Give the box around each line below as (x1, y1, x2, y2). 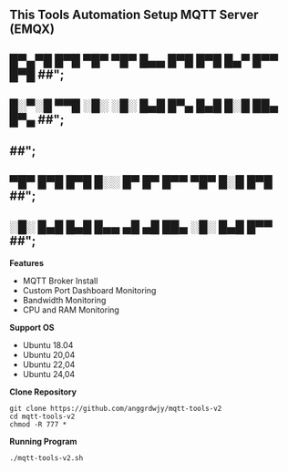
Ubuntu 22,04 (22, 359, 76, 370)
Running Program (9, 436, 77, 446)
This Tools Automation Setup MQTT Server (9, 7, 259, 23)
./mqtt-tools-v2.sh (9, 453, 84, 463)
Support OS (9, 322, 55, 333)
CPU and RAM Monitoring (22, 304, 120, 315)
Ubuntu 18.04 (22, 339, 74, 350)
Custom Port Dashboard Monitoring (22, 284, 157, 295)
